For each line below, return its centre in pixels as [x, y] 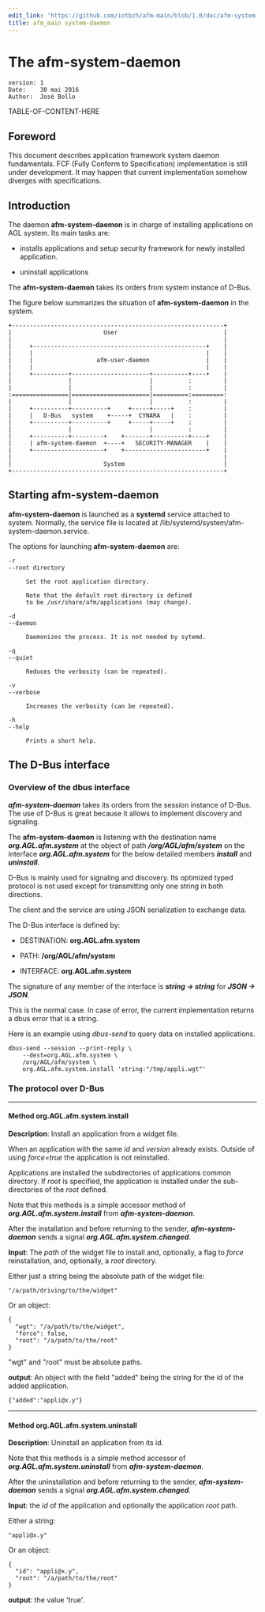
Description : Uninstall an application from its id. [86, 1443]
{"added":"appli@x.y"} [45, 1401]
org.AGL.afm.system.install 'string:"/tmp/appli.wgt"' [114, 1069]
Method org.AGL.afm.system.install [68, 1116]
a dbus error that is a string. [53, 1018]
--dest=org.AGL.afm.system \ [70, 1055]
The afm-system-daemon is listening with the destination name [112, 837]
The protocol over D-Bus [56, 1088]
